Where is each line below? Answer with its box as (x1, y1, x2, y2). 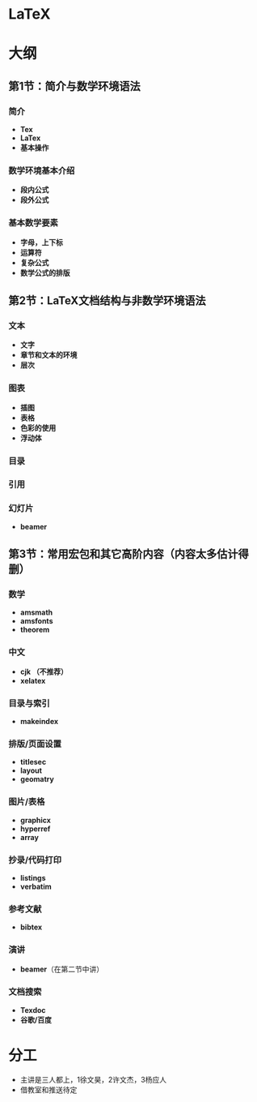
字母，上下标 (19, 237, 63, 247)
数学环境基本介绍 (8, 165, 75, 176)
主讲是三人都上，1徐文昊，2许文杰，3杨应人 (19, 1074, 167, 1084)
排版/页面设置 (8, 738, 62, 749)
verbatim (19, 881, 52, 891)
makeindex (19, 717, 59, 727)
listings (19, 873, 46, 882)
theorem (19, 625, 50, 635)
